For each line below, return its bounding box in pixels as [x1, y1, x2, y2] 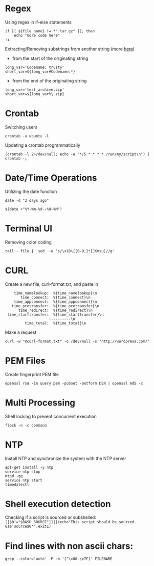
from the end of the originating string [12, 78, 87, 83]
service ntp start [5, 478, 43, 483]
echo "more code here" [14, 33, 60, 38]
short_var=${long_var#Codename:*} [5, 69, 76, 74]
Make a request [5, 329, 37, 335]
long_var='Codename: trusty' [5, 65, 65, 70]
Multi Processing [5, 397, 76, 408]
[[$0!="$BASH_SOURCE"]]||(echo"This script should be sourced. [5, 520, 137, 525]
